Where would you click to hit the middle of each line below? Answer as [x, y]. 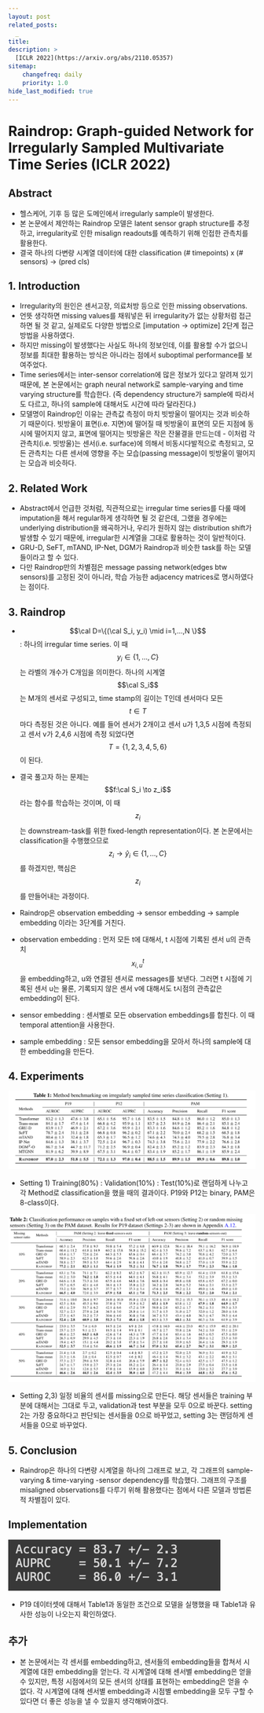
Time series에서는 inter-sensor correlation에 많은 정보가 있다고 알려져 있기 [136, 375]
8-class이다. [39, 1203]
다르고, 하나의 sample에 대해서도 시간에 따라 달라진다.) [112, 404]
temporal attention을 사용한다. [67, 1025]
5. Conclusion [42, 1450]
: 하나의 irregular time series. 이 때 [73, 644]
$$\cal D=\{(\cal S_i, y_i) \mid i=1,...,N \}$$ [138, 631]
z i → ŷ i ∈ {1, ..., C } [138, 854]
